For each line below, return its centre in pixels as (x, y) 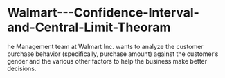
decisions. (22, 68)
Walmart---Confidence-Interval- (103, 13)
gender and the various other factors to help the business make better (107, 61)
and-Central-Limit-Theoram (89, 27)
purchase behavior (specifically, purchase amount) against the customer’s (113, 54)
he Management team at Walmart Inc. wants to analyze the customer (105, 46)
